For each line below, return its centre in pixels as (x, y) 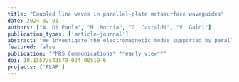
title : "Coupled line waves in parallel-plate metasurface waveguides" (116, 14)
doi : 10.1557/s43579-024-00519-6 (57, 61)
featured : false (31, 47)
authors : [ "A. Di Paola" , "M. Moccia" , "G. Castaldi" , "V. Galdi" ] (110, 27)
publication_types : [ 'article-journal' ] (68, 34)
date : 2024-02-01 (33, 21)
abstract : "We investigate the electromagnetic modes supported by (110, 41)
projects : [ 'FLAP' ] (36, 67)
